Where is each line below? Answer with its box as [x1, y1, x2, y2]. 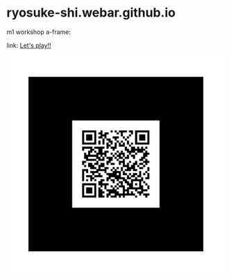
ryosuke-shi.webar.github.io [6, 5, 176, 21]
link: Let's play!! [6, 41, 51, 49]
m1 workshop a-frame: [6, 28, 71, 36]
